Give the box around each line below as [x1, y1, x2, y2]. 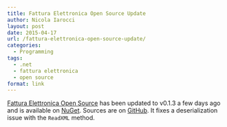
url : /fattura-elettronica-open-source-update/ [7, 36, 147, 43]
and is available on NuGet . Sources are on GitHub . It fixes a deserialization [7, 106, 218, 115]
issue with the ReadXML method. [7, 114, 95, 122]
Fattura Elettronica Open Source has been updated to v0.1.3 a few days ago [7, 99, 221, 107]
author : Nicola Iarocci [7, 16, 76, 23]
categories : [7, 42, 41, 49]
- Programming [13, 49, 54, 56]
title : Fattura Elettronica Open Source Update [7, 10, 147, 17]
